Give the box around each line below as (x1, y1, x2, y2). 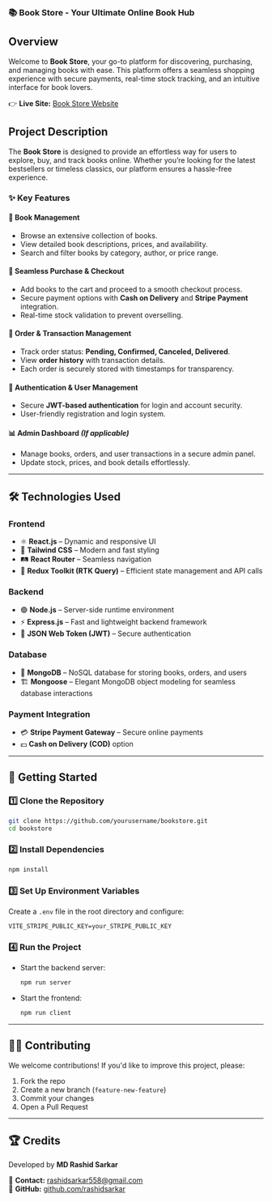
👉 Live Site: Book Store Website (8, 98, 119, 108)
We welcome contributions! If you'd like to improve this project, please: (8, 1060, 245, 1070)
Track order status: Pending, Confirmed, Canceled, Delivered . (19, 347, 231, 356)
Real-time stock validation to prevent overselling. (19, 310, 184, 320)
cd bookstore (8, 825, 53, 833)
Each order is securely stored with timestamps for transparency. (19, 364, 235, 374)
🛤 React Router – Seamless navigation (19, 554, 152, 565)
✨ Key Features (8, 193, 70, 204)
